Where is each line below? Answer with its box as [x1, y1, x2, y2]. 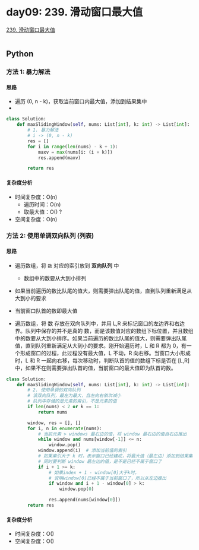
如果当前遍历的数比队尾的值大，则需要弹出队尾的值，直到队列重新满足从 [14, 287, 192, 294]
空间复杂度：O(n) [14, 215, 58, 222]
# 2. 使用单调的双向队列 [27, 387, 81, 393]
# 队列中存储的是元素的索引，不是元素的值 [27, 398, 117, 404]
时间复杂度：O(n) [14, 193, 58, 201]
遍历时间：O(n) [23, 201, 61, 208]
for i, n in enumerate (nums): [27, 425, 102, 431]
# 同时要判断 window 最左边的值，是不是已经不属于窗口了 [37, 458, 162, 465]
